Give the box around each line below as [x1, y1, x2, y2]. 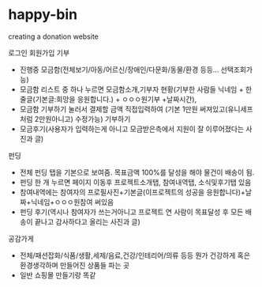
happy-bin [8, 6, 77, 24]
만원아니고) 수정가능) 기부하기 [39, 114, 131, 123]
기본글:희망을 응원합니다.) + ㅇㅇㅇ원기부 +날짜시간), [35, 94, 197, 104]
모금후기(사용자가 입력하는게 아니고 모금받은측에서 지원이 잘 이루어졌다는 [19, 124, 245, 134]
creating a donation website [8, 32, 99, 41]
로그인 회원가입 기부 [8, 47, 69, 57]
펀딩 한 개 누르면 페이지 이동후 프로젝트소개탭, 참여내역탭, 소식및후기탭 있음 [19, 177, 252, 187]
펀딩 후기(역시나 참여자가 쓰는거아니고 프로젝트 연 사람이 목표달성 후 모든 [19, 207, 244, 217]
